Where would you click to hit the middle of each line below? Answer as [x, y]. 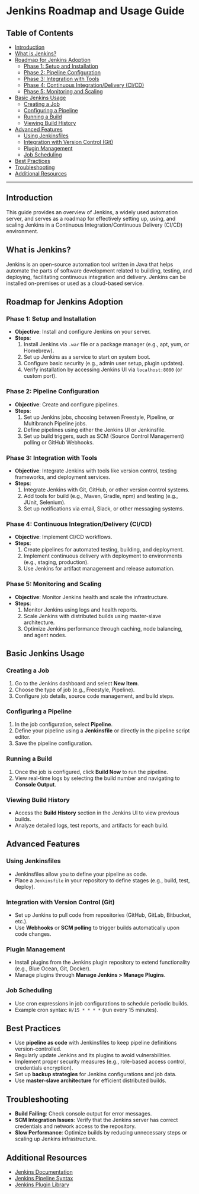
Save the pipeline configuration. [54, 743]
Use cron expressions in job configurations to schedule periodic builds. [102, 1003]
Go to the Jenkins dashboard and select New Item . [77, 684]
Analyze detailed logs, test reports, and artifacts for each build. [92, 826]
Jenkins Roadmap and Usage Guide [95, 11]
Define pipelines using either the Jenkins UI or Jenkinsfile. [94, 430]
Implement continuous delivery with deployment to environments [103, 556]
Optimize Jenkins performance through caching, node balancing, [103, 628]
